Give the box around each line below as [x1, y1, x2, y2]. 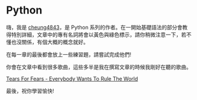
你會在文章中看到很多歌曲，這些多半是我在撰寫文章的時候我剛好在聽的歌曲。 [6, 63, 192, 71]
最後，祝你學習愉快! [6, 87, 55, 94]
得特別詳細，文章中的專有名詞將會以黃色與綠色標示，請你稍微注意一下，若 [6, 31, 186, 38]
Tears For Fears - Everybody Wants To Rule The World [6, 75, 138, 82]
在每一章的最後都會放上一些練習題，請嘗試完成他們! [6, 51, 132, 58]
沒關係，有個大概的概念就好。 [16, 38, 89, 45]
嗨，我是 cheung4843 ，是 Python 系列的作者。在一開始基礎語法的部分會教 [6, 24, 188, 31]
